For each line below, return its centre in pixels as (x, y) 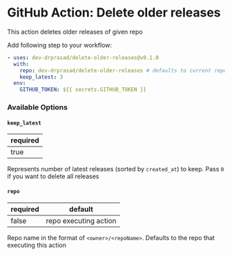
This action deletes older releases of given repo (75, 32)
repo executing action (81, 220)
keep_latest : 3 (41, 77)
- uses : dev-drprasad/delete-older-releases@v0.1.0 (83, 57)
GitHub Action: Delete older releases (114, 13)
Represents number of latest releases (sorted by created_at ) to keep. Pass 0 (116, 169)
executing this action (37, 245)
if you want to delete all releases (53, 176)
